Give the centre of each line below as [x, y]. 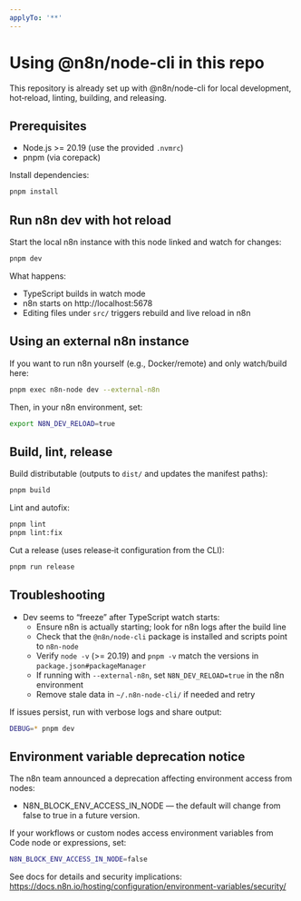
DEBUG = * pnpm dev [42, 728]
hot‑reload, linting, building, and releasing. [88, 97]
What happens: [38, 276]
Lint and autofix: [39, 508]
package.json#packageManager [91, 666]
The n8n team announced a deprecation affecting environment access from [151, 778]
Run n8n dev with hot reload [91, 220]
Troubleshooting [58, 595]
